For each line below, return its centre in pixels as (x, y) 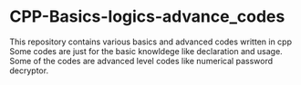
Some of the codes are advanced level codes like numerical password (141, 61)
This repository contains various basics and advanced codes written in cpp (151, 42)
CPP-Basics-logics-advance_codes (147, 17)
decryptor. (29, 71)
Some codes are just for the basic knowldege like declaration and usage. (146, 51)
